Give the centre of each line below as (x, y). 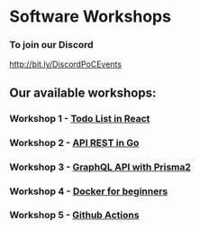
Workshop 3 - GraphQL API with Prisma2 (100, 167)
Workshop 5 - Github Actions (74, 216)
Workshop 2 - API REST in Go (74, 143)
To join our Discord (51, 45)
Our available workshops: (83, 92)
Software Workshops (90, 17)
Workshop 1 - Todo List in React (80, 118)
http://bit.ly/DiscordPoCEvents (65, 64)
